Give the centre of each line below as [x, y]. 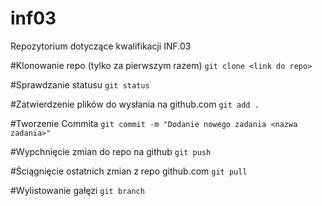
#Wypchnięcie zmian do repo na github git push [111, 151]
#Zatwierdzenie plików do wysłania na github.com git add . [135, 104]
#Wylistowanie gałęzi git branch [77, 190]
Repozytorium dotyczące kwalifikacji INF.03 [101, 46]
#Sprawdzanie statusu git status [80, 84]
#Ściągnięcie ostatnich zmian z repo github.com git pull [129, 171]
